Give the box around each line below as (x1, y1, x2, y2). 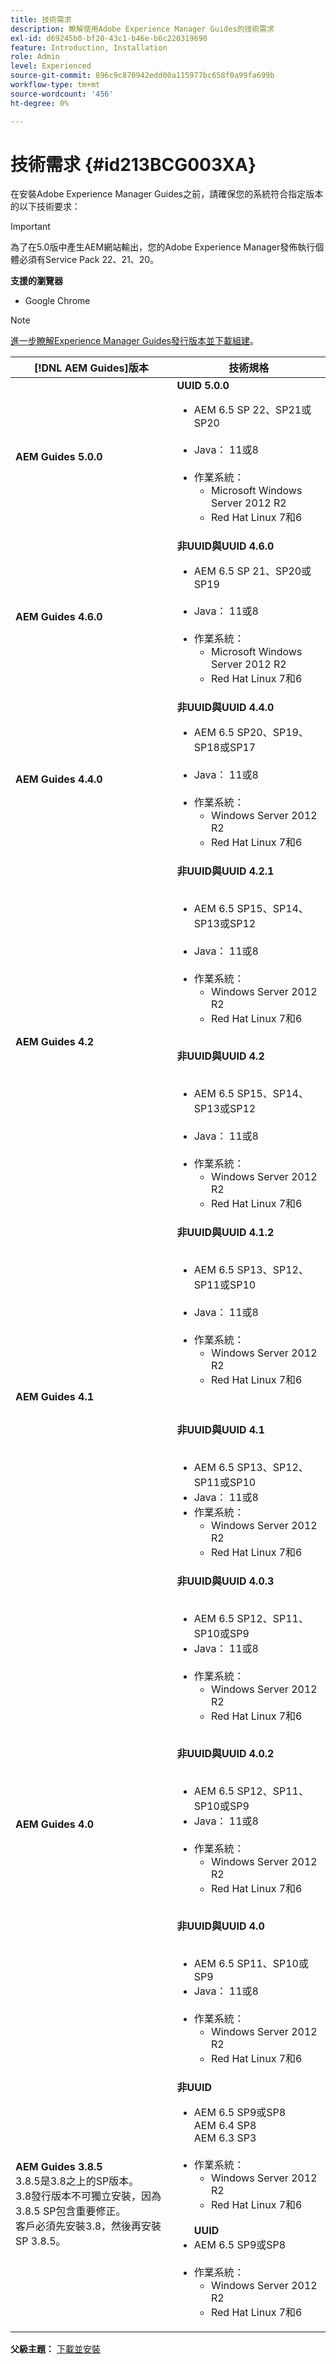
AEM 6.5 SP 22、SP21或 (193, 403, 312, 417)
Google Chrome (24, 295, 91, 307)
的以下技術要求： (10, 201, 81, 213)
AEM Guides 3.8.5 (15, 2160, 103, 2174)
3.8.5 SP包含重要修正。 (15, 2204, 127, 2218)
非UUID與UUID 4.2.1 (176, 864, 275, 878)
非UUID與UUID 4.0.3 (176, 1574, 275, 1588)
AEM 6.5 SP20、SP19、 (193, 726, 309, 740)
